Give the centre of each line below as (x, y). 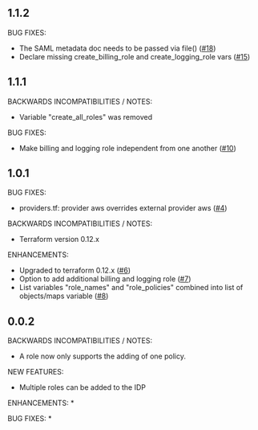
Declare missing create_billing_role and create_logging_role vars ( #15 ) (135, 56)
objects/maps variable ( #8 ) (64, 296)
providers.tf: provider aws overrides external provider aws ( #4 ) (123, 208)
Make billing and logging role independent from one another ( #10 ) (128, 148)
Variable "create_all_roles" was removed (86, 117)
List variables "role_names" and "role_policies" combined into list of (131, 288)
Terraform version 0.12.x (59, 240)
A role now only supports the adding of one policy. (102, 356)
